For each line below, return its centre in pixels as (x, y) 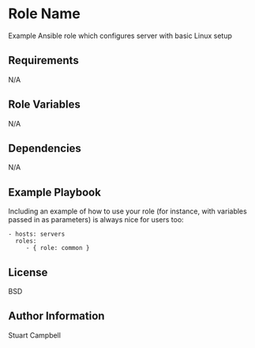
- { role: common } (58, 248)
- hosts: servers (37, 234)
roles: (26, 241)
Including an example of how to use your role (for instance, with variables (127, 211)
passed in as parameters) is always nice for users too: (96, 220)
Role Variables (44, 105)
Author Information (56, 316)
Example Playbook (54, 192)
